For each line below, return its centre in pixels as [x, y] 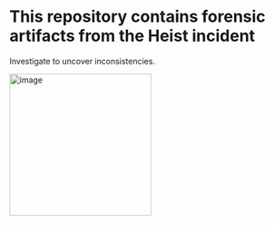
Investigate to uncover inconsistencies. [83, 61]
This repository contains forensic [137, 17]
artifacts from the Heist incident [132, 36]
